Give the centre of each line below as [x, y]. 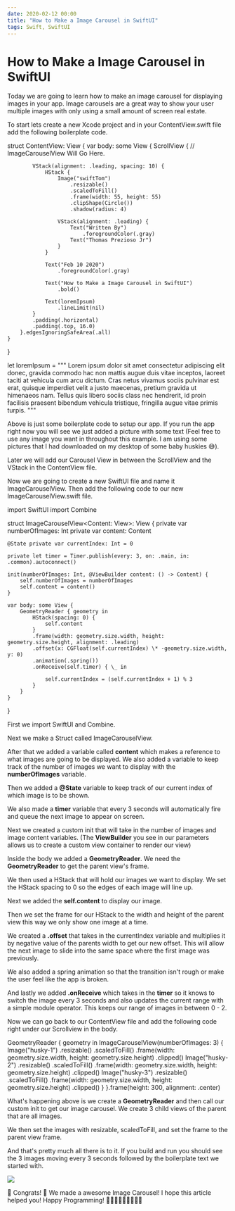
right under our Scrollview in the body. [62, 1029]
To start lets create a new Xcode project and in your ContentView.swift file [114, 125]
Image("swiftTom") [84, 179]
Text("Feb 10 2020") [75, 265]
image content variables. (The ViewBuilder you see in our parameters [108, 838]
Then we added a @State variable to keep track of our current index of [110, 788]
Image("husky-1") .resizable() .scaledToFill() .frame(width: [91, 1050]
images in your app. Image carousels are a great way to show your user [110, 103]
